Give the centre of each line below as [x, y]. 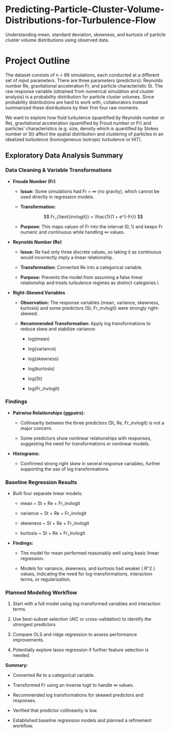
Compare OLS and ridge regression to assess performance [75, 635]
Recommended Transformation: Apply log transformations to [86, 323]
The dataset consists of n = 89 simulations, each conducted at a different [82, 75]
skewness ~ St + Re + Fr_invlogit [55, 523]
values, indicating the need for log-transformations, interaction [86, 574]
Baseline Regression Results [41, 482]
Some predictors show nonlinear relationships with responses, [86, 438]
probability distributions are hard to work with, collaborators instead [77, 102]
